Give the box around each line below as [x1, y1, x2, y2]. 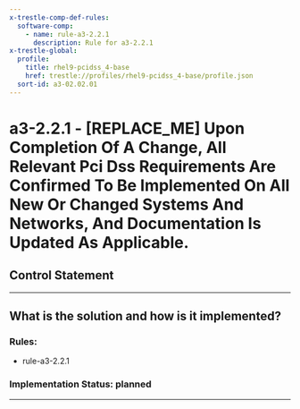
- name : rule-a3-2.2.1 [25, 30, 110, 38]
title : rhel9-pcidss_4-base [25, 64, 129, 72]
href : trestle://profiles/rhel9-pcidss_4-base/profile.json [25, 72, 254, 81]
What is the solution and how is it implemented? [9, 309, 281, 324]
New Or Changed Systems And [9, 194, 244, 215]
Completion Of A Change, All [9, 137, 227, 158]
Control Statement [9, 268, 114, 283]
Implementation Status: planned [9, 378, 152, 390]
